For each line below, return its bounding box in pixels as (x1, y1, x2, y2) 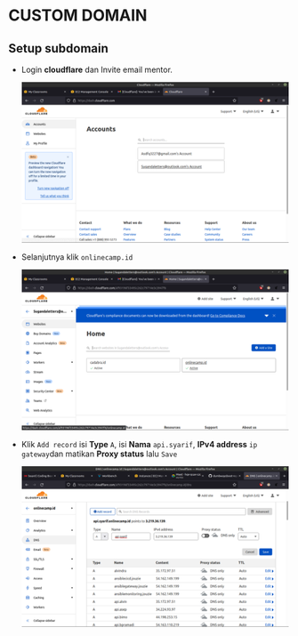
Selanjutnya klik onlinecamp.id (20, 251, 133, 262)
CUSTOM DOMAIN (8, 5, 148, 26)
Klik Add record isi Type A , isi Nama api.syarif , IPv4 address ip (20, 439, 258, 449)
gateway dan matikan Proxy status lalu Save (20, 448, 178, 459)
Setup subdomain (8, 41, 109, 56)
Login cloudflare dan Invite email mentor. (20, 64, 173, 75)
